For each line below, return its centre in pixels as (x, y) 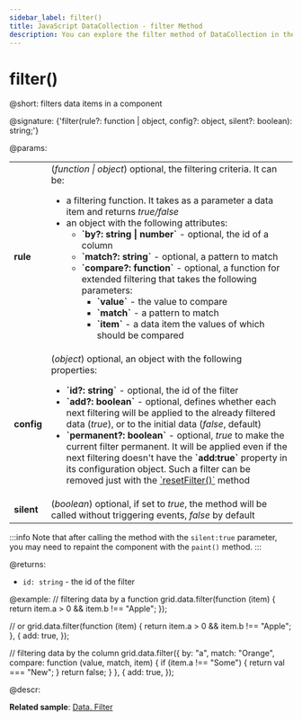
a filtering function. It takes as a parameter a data (170, 200)
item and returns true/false (123, 212)
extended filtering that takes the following (169, 280)
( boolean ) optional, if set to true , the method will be (159, 504)
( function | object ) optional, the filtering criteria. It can (164, 169)
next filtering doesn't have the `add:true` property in (177, 458)
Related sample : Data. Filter (62, 708)
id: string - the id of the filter (79, 582)
